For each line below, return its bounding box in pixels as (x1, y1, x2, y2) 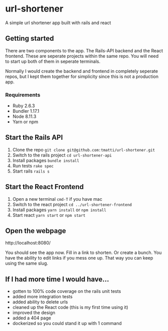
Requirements (5, 91, 41, 98)
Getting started (5, 34, 54, 43)
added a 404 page (12, 315, 51, 321)
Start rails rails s (12, 168, 50, 174)
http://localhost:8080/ (5, 240, 51, 246)
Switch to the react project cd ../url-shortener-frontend (12, 201, 132, 207)
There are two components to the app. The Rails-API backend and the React (5, 47, 163, 53)
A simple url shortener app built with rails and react (5, 20, 112, 26)
